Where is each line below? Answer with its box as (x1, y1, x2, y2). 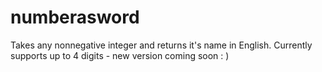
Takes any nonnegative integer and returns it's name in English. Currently (10, 39, 313, 51)
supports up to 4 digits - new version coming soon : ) (10, 49, 230, 61)
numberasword (10, 6, 140, 29)
